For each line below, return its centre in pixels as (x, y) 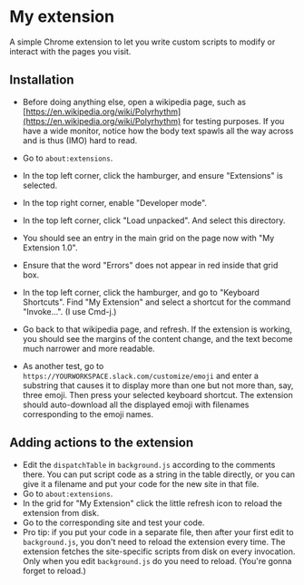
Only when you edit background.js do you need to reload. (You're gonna (157, 561)
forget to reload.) (54, 570)
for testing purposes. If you (234, 121)
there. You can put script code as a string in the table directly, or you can (159, 474)
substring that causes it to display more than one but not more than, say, (158, 385)
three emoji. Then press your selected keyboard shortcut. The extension (157, 395)
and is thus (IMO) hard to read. (80, 140)
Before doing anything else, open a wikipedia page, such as (134, 102)
